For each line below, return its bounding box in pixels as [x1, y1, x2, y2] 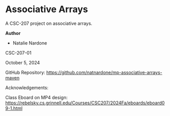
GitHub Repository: [5, 69, 45, 75]
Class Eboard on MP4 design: [5, 94, 68, 100]
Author [5, 30, 21, 36]
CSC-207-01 [5, 50, 32, 56]
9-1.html [5, 105, 23, 111]
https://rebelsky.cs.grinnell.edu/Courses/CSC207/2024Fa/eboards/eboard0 [5, 100, 165, 106]
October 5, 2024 [5, 59, 40, 65]
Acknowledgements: [5, 85, 48, 91]
